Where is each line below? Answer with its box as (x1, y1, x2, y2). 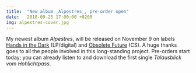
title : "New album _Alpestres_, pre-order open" (6, 8, 129, 15)
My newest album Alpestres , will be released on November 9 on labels (6, 36, 175, 43)
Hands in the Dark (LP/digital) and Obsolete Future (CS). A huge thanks (6, 41, 177, 48)
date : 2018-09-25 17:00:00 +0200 (6, 14, 93, 20)
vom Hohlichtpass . (6, 60, 51, 67)
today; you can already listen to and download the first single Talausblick (6, 54, 182, 61)
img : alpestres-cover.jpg (6, 19, 69, 25)
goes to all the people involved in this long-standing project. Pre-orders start (6, 48, 190, 55)
